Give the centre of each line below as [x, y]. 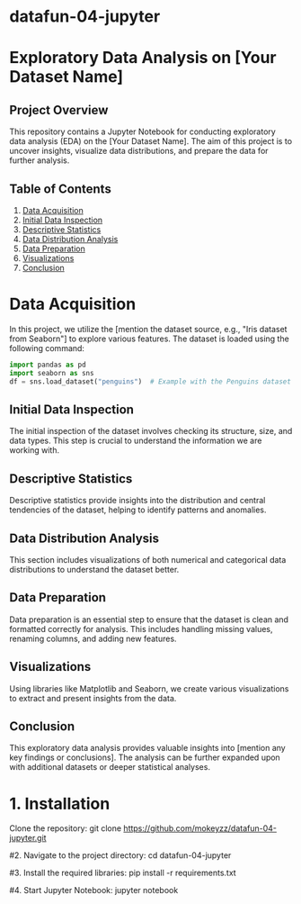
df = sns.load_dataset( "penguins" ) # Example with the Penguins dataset [150, 381]
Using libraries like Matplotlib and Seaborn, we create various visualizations [149, 688]
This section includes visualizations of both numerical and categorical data [148, 560]
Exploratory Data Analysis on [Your [143, 58]
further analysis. [40, 160]
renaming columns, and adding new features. [93, 638]
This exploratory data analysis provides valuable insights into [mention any [147, 748]
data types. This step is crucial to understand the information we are [136, 441]
